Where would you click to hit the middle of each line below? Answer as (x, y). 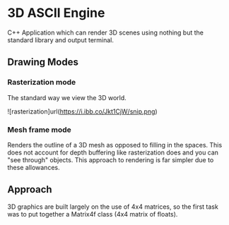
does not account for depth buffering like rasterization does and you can (113, 152)
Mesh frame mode (40, 130)
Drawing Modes (43, 62)
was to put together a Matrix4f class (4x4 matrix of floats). (93, 214)
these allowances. (34, 167)
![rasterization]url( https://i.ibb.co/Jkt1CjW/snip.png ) (82, 111)
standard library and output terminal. (61, 39)
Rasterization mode (42, 83)
